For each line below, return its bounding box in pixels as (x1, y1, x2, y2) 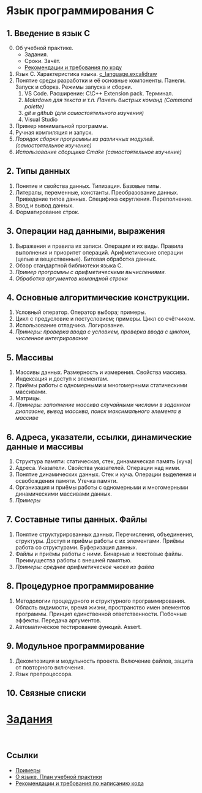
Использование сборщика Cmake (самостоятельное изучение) (15, 148, 182, 155)
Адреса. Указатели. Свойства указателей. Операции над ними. (15, 464, 181, 472)
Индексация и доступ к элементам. (15, 375, 109, 382)
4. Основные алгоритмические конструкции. (6, 292, 190, 303)
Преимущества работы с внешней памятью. (15, 556, 132, 564)
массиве (15, 414, 39, 422)
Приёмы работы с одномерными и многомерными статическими (15, 382, 188, 389)
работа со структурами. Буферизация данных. (15, 543, 138, 551)
